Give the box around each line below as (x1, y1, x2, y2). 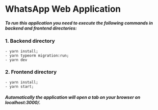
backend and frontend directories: (5, 25, 77, 31)
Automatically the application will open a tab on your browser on (5, 94, 141, 100)
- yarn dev (5, 57, 27, 62)
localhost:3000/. (5, 100, 41, 106)
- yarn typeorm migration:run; (5, 53, 69, 58)
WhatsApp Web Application (5, 3, 121, 15)
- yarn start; (5, 84, 34, 89)
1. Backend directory (5, 38, 55, 45)
